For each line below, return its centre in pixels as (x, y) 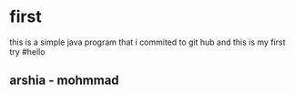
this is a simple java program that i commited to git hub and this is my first (147, 42)
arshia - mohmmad (65, 81)
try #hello (27, 51)
